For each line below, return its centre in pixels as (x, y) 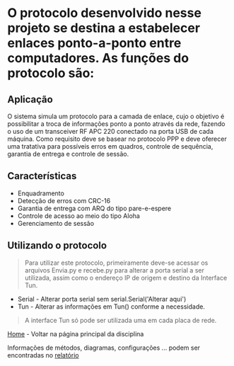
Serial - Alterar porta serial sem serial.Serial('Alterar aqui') (102, 299)
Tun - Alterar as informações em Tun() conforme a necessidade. (111, 307)
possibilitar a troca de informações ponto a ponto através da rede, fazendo (116, 124)
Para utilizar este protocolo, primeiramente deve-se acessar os (116, 263)
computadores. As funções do (98, 58)
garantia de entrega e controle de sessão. (68, 154)
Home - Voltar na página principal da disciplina (76, 333)
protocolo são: (51, 73)
